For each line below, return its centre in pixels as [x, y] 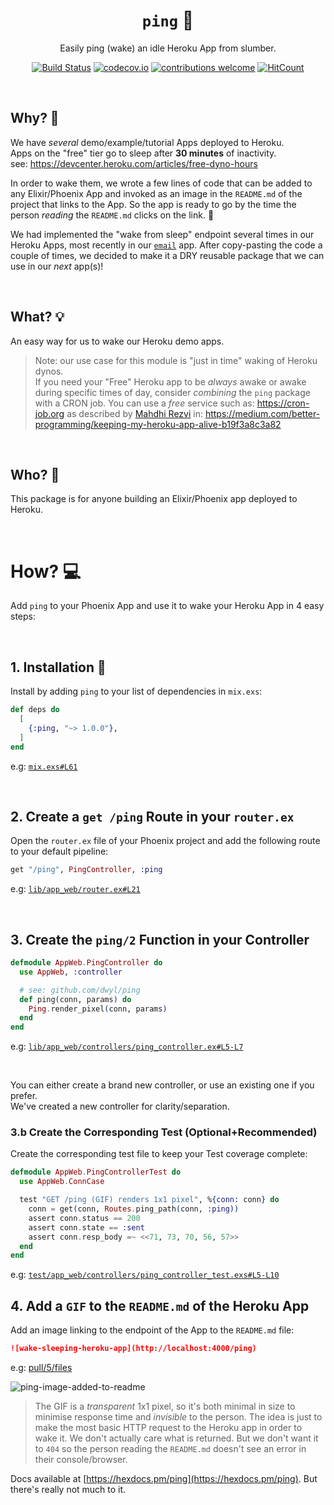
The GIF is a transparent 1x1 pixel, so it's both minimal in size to [165, 1406]
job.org [49, 413]
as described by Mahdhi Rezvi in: [134, 413]
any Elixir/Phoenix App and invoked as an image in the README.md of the [156, 193]
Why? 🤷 [35, 118]
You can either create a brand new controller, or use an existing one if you [162, 1085]
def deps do [35, 710]
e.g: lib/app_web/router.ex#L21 [75, 889]
